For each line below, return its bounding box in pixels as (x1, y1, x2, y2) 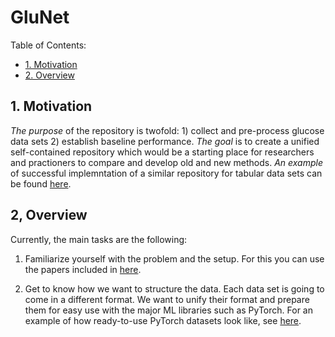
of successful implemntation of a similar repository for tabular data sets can (10, 167, 323, 179)
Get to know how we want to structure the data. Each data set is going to (24, 282, 325, 295)
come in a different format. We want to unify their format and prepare (24, 293, 310, 305)
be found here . (10, 177, 72, 190)
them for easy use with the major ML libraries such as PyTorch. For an (24, 304, 313, 316)
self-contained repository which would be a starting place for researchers (10, 146, 315, 158)
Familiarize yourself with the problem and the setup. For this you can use (24, 252, 325, 265)
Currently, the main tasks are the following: (10, 233, 188, 245)
